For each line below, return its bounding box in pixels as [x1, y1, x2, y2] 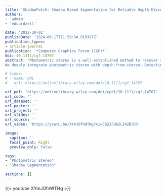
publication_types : [5, 39, 45, 45]
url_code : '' [5, 94, 32, 99]
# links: [5, 71, 23, 76]
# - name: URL [5, 76, 35, 81]
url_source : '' [5, 117, 37, 122]
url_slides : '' [5, 113, 37, 118]
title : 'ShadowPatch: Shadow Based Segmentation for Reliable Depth [5, 7, 149, 12]
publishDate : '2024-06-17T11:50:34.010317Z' [5, 35, 98, 40]
